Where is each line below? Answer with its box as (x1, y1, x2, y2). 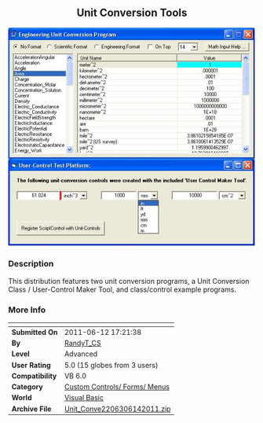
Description (8, 259, 54, 270)
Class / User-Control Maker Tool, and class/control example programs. (8, 285, 237, 294)
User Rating (11, 360, 51, 370)
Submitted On (11, 327, 58, 337)
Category (11, 382, 43, 392)
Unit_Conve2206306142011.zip (64, 404, 171, 414)
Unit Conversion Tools (76, 6, 188, 20)
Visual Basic (64, 393, 104, 403)
